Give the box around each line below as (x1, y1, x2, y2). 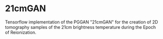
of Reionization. (5, 29, 36, 35)
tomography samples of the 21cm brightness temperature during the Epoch (5, 24, 156, 30)
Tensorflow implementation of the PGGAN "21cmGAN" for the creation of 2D (5, 19, 158, 25)
